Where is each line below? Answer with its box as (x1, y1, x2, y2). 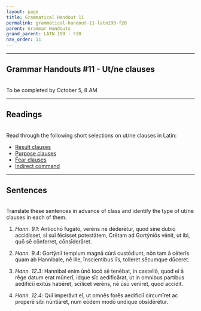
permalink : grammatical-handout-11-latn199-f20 (6, 20, 127, 26)
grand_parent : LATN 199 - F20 (6, 31, 82, 37)
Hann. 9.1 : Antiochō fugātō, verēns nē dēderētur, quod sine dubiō (14, 225, 176, 233)
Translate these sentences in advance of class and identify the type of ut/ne (6, 208, 194, 215)
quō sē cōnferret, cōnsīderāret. (14, 238, 92, 245)
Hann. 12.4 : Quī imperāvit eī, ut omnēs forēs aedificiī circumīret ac (14, 292, 178, 299)
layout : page (6, 8, 39, 15)
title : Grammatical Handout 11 (6, 14, 84, 20)
